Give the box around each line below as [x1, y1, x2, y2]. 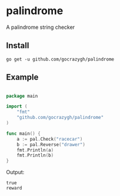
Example [6, 72, 39, 82]
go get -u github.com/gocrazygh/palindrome [6, 56, 115, 62]
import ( [6, 104, 28, 109]
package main [6, 93, 38, 99]
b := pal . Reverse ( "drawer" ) [16, 141, 85, 148]
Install [6, 41, 29, 51]
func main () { [6, 131, 41, 137]
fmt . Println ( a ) [16, 147, 54, 153]
